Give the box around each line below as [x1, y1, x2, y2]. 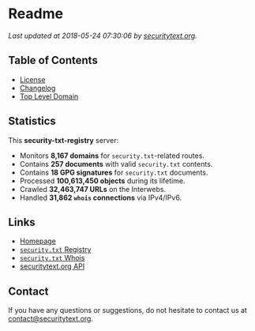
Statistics [8, 115, 57, 128]
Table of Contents [8, 54, 99, 67]
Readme [8, 5, 64, 23]
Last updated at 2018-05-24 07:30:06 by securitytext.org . [8, 31, 197, 40]
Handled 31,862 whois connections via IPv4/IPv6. [19, 193, 182, 202]
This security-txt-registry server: [8, 135, 119, 145]
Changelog [19, 83, 56, 92]
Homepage [19, 236, 57, 246]
